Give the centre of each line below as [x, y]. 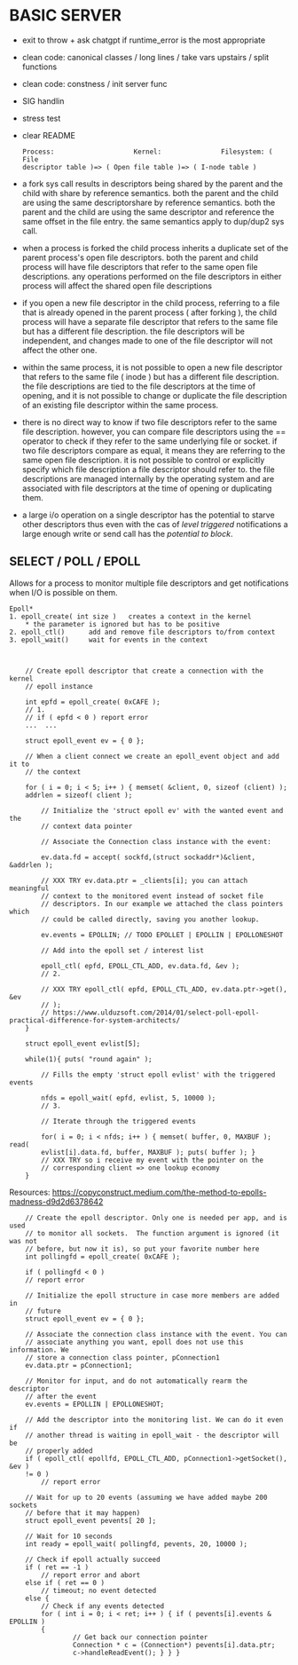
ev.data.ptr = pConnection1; [79, 1365]
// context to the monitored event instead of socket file [153, 896]
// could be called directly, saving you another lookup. [150, 919]
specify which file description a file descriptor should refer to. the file [148, 469]
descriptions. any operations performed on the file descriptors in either [152, 276]
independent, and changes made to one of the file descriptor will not [147, 340]
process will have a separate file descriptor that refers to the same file [150, 321]
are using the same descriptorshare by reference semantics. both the [149, 202]
